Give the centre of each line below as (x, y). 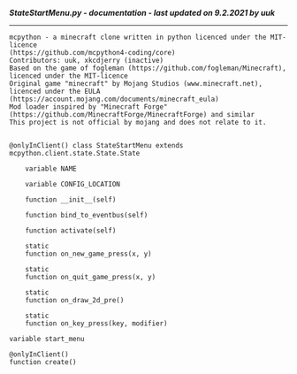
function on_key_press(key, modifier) (96, 324)
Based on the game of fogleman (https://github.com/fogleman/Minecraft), (148, 68)
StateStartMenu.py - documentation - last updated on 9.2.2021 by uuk (142, 13)
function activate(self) (71, 231)
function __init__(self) (71, 200)
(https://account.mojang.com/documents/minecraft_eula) (114, 99)
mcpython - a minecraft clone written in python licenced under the (138, 37)
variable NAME (51, 169)
